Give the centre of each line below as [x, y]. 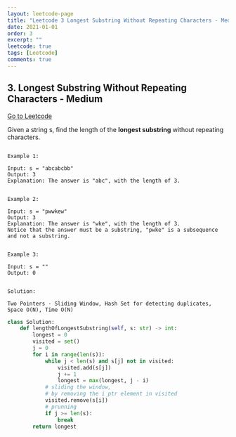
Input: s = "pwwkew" [38, 211]
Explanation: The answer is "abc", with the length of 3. [94, 181]
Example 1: [23, 156]
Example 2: [23, 199]
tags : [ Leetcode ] [33, 53]
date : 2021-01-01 [33, 27]
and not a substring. [39, 236]
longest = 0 [50, 335]
